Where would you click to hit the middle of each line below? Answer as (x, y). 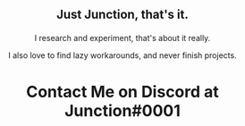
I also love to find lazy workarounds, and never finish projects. (122, 55)
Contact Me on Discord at (122, 92)
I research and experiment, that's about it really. (122, 38)
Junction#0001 (122, 110)
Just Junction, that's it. (122, 15)
